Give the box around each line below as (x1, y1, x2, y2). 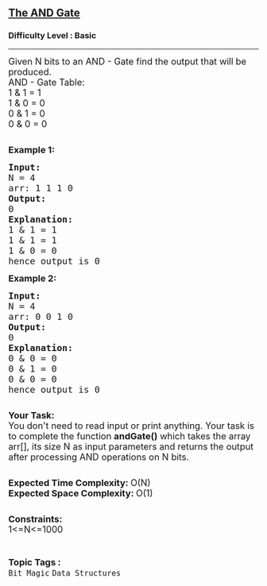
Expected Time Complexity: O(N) (8, 476, 151, 488)
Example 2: (8, 272, 57, 284)
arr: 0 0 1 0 (8, 310, 74, 322)
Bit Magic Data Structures (8, 568, 122, 578)
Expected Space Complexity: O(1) (8, 488, 153, 499)
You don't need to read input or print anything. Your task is (8, 420, 255, 431)
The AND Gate (8, 6, 81, 20)
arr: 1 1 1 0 (8, 182, 74, 194)
